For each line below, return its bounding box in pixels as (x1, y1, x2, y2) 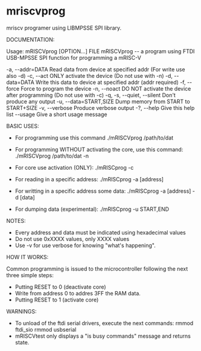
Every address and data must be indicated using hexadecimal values (14, 228, 186, 236)
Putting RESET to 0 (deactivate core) (14, 283, 107, 291)
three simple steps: (6, 271, 54, 279)
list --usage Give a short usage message (6, 111, 107, 118)
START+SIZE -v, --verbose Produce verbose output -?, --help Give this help (6, 104, 195, 111)
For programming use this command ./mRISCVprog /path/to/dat (14, 134, 174, 141)
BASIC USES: (6, 122, 39, 129)
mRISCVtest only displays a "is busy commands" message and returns (14, 332, 191, 340)
